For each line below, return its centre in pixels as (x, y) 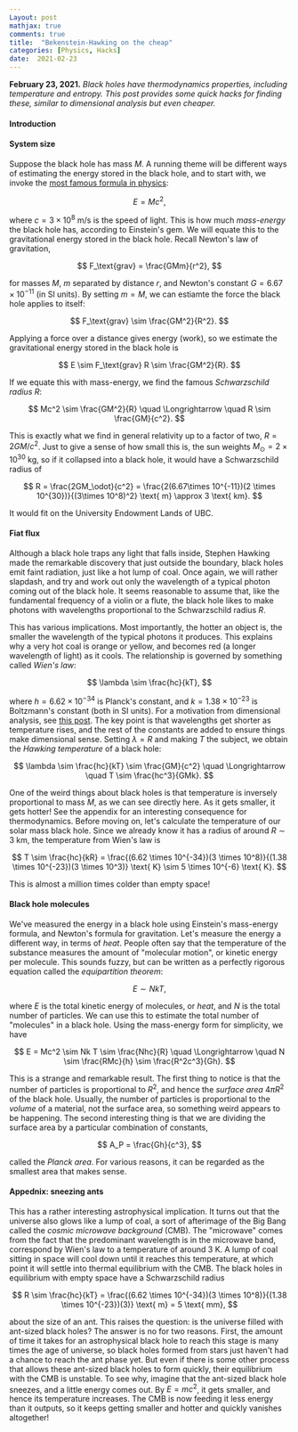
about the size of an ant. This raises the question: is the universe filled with (146, 1322)
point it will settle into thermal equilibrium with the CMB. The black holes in (146, 1268)
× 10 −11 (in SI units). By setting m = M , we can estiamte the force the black (145, 293)
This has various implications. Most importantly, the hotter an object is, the (146, 627)
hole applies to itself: (48, 303)
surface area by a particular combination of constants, (109, 1127)
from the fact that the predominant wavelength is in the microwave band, (143, 1240)
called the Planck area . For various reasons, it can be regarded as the (137, 1162)
